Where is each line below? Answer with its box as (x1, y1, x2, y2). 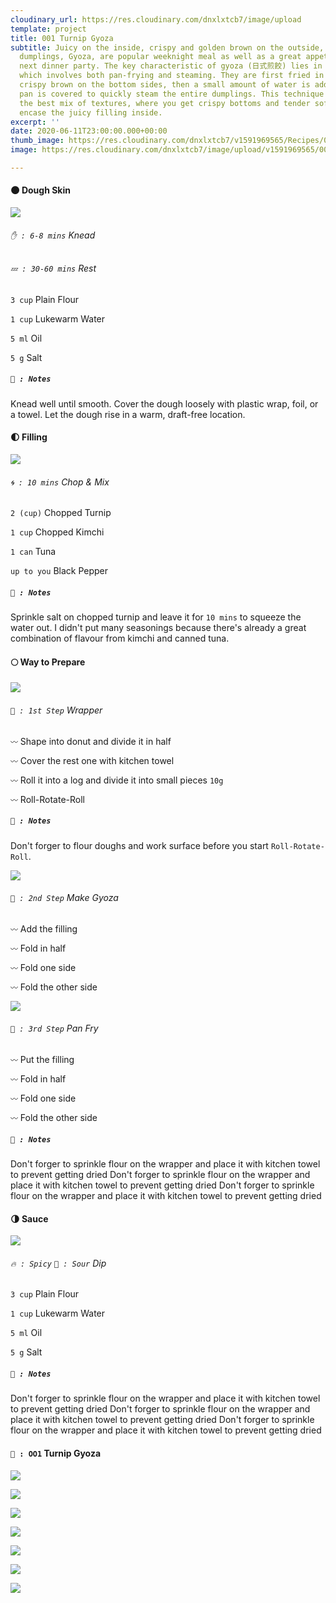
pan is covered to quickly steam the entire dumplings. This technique (19, 89, 325, 99)
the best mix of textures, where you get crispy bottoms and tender (19, 98, 311, 108)
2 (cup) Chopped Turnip (10, 507, 112, 519)
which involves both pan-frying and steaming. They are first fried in (19, 71, 325, 81)
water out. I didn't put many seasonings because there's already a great (10, 622, 307, 634)
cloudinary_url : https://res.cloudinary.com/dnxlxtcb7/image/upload (10, 14, 302, 25)
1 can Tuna (10, 546, 57, 558)
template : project (10, 24, 87, 34)
